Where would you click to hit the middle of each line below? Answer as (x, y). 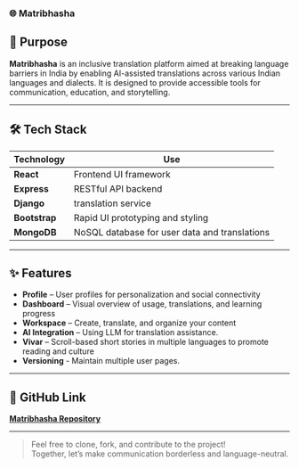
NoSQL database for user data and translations (172, 232)
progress (39, 314)
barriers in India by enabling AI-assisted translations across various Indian (145, 73)
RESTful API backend (118, 188)
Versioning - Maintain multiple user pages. (101, 361)
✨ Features (40, 273)
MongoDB (35, 232)
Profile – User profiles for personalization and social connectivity (141, 295)
